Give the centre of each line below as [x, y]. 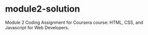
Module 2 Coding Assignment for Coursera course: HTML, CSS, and [74, 22]
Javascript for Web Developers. [37, 27]
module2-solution [43, 9]
